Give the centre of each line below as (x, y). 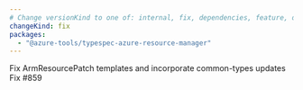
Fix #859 (26, 78)
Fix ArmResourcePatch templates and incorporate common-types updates (147, 68)
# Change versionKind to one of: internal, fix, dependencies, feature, (149, 18)
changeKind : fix (40, 26)
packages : (28, 34)
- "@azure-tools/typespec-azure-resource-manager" (115, 43)
